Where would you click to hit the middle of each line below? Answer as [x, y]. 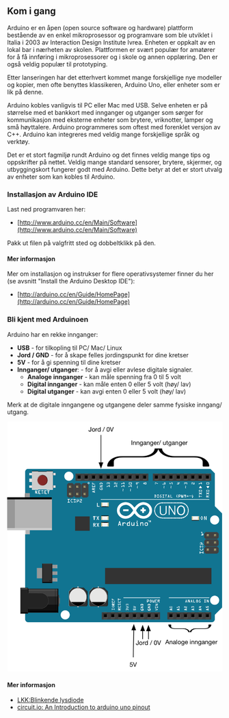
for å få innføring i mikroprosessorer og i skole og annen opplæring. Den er [112, 57]
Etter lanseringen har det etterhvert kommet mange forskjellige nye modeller [114, 77]
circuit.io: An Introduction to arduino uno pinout [83, 707]
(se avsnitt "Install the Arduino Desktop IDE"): [71, 281]
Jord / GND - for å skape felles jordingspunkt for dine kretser [103, 355]
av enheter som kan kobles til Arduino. [61, 177]
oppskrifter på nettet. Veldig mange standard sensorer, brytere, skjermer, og [114, 162]
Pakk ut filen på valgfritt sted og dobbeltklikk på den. [81, 243]
